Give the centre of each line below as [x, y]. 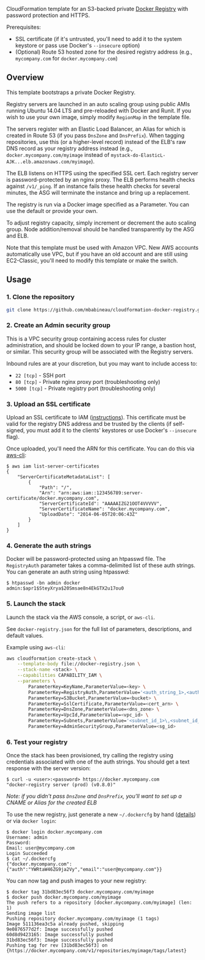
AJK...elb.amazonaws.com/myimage [49, 162]
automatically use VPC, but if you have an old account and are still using [97, 254]
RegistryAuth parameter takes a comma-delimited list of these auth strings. [101, 565]
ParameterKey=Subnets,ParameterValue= [77, 721]
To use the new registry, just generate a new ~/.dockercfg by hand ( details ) [101, 815]
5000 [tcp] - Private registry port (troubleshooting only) [85, 388]
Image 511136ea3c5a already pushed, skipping [65, 924]
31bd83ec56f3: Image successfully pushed [60, 940]
